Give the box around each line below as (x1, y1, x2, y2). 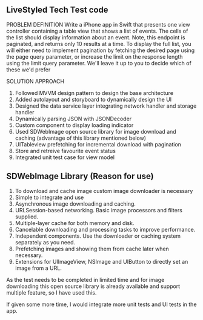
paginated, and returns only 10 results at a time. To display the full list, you (6, 40, 191, 47)
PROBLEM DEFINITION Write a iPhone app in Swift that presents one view (6, 21, 190, 28)
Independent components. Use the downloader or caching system (15, 232, 181, 240)
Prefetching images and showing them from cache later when (15, 245, 170, 252)
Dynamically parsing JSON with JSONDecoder (15, 115, 132, 122)
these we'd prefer (6, 66, 51, 73)
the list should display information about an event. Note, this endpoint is (6, 33, 185, 41)
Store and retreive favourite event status (15, 147, 116, 154)
